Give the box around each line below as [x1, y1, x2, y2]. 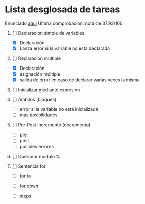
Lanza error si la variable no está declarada [19, 45, 110, 51]
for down [19, 183, 39, 189]
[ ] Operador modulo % [12, 153, 61, 159]
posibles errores [19, 143, 54, 149]
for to [19, 173, 31, 179]
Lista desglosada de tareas [5, 4, 120, 15]
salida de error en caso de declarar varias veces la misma [19, 77, 140, 83]
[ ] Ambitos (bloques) [12, 97, 57, 103]
